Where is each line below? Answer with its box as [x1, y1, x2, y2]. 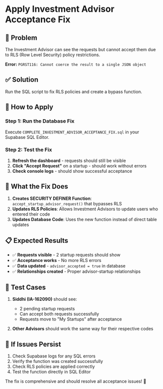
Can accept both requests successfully [19, 311, 99, 317]
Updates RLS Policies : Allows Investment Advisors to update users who [12, 206, 159, 212]
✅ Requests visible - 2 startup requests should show [12, 252, 121, 258]
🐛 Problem [5, 33, 37, 42]
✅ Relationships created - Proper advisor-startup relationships [12, 268, 141, 274]
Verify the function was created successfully [12, 358, 103, 364]
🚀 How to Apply [5, 103, 53, 111]
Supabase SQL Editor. [5, 134, 50, 140]
